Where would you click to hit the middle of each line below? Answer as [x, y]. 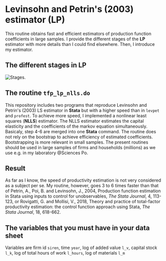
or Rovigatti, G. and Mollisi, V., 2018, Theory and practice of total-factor [87, 202]
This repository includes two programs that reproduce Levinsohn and [76, 105]
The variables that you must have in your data [78, 228]
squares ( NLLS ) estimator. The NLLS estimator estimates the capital [75, 121]
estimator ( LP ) [35, 20]
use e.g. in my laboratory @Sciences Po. [47, 153]
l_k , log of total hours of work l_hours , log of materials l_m [65, 253]
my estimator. [19, 49]
